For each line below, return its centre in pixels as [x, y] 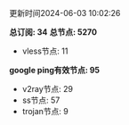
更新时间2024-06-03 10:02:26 [65, 13]
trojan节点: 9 [45, 111]
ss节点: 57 [41, 100]
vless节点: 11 [45, 51]
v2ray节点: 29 [48, 89]
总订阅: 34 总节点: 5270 [53, 32]
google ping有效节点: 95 [55, 70]
